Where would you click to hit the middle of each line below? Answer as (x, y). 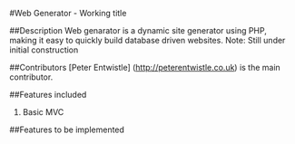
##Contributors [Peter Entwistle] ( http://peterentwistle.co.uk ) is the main (145, 67)
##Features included (48, 95)
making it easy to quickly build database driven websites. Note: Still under (147, 40)
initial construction (44, 50)
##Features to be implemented (67, 130)
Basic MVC (43, 112)
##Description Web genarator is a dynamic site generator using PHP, (138, 30)
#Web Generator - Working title (68, 13)
